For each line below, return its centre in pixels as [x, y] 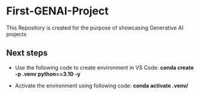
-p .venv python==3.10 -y [48, 74]
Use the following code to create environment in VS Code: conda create [104, 67]
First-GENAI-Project [58, 11]
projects [17, 34]
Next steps [27, 53]
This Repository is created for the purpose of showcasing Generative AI [95, 28]
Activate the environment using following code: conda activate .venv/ [102, 85]
